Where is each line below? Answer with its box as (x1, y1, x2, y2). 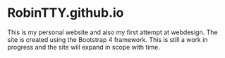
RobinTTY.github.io (7, 5, 124, 21)
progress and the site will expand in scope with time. (7, 43, 160, 51)
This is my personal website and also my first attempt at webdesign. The (7, 28, 218, 36)
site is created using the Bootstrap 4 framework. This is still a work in (7, 35, 208, 43)
